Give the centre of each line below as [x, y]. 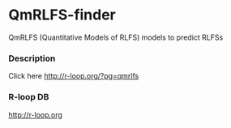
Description [32, 58]
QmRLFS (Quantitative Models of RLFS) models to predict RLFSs [116, 37]
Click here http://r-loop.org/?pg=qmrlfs [74, 76]
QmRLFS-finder [62, 15]
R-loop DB [29, 97]
